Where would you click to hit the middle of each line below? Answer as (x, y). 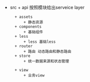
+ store (23, 56)
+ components (28, 27)
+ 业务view (34, 75)
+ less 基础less (39, 42)
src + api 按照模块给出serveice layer (47, 7)
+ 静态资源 (33, 22)
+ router (24, 46)
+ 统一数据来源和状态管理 (46, 61)
